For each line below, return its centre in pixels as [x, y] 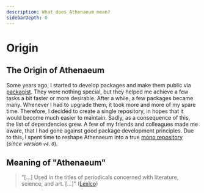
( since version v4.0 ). [32, 144]
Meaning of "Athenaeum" [56, 162]
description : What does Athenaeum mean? [59, 12]
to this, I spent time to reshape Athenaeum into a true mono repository [95, 137]
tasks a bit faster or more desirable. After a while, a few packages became [100, 98]
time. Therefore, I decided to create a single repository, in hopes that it [95, 111]
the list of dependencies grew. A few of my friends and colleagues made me [102, 124]
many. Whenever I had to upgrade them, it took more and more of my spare [101, 104]
